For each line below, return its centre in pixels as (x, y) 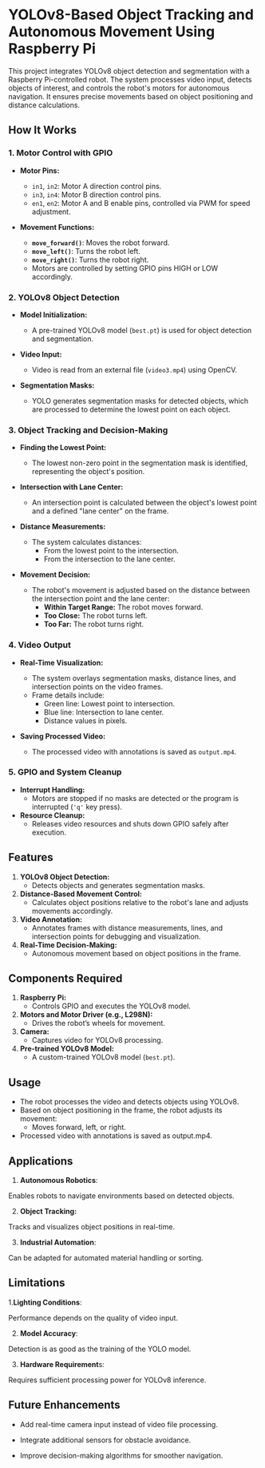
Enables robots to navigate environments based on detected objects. (121, 1196)
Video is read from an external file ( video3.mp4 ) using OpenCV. (134, 369)
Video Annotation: (51, 919)
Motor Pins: (40, 171)
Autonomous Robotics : (59, 1180)
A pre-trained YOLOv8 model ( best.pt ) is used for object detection (142, 330)
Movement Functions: (57, 227)
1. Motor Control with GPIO (61, 153)
